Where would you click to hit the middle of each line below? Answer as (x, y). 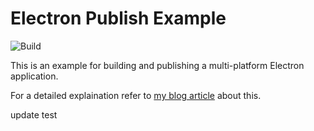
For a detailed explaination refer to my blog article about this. (136, 95)
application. (34, 76)
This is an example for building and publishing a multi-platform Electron (157, 65)
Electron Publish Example (118, 18)
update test (34, 114)
